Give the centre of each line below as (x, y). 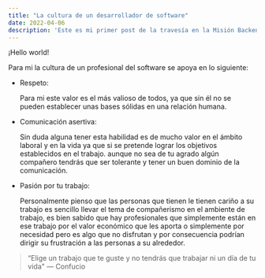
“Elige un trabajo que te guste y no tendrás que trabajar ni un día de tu (142, 258)
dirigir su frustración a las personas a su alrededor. (102, 243)
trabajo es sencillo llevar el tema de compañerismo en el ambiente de (132, 209)
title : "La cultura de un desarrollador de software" (99, 15)
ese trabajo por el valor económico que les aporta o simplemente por (132, 226)
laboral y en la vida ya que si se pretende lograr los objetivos (118, 146)
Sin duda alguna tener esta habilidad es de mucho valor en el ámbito (131, 137)
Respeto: (34, 83)
